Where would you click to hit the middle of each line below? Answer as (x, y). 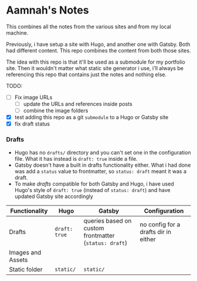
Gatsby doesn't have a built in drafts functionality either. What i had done (103, 165)
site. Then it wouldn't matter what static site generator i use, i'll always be (95, 68)
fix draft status (32, 124)
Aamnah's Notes (47, 10)
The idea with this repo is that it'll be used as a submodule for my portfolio (96, 62)
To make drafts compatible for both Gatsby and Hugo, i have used (94, 184)
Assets (18, 260)
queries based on (108, 220)
